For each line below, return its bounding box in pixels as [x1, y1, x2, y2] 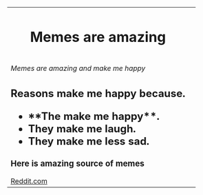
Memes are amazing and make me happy [10, 63, 146, 73]
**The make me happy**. [28, 110, 160, 123]
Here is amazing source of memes [10, 158, 145, 170]
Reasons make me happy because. [10, 86, 186, 100]
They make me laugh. [28, 122, 136, 135]
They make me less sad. [28, 134, 150, 147]
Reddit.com [10, 176, 48, 185]
